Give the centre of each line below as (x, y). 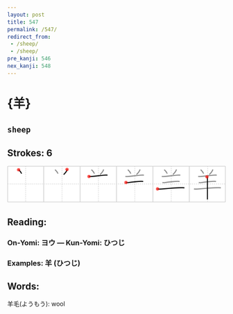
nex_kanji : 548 (29, 66)
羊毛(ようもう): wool (36, 304)
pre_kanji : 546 (29, 59)
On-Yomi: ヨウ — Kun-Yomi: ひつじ (66, 243)
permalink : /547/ (32, 29)
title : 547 (23, 22)
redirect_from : (29, 37)
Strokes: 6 (30, 153)
